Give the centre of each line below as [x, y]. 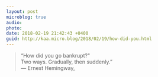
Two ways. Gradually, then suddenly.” [66, 62]
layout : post [22, 11]
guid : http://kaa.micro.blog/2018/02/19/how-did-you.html [79, 39]
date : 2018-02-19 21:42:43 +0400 [47, 34]
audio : [14, 22]
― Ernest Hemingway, [48, 68]
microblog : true [26, 17]
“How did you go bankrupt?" [55, 56]
